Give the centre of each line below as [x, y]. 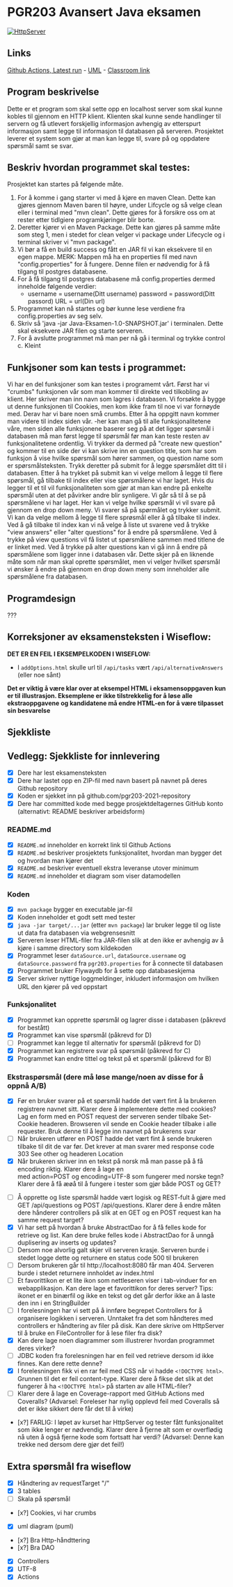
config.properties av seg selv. [60, 316]
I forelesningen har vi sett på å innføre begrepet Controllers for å [110, 1310]
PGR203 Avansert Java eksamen [104, 12]
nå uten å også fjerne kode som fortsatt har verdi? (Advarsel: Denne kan [121, 1437]
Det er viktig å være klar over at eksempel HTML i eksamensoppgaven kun [116, 688]
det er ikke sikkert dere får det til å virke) [75, 1409]
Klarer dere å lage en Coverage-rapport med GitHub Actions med [111, 1393]
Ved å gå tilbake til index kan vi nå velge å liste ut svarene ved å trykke [109, 525]
